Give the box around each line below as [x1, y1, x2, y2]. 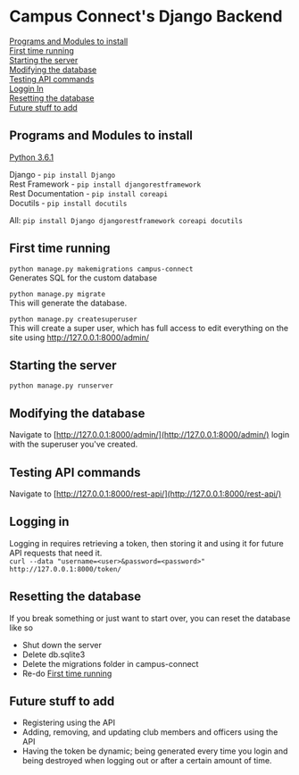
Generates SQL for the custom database [9, 272, 158, 283]
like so [9, 622, 34, 633]
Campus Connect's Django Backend [9, 6, 283, 27]
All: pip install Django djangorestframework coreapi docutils [9, 214, 244, 225]
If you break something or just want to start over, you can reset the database [9, 612, 291, 623]
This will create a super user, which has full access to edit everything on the [9, 322, 288, 333]
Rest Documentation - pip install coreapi [9, 187, 168, 198]
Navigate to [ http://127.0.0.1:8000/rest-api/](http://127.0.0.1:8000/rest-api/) [9, 488, 282, 499]
